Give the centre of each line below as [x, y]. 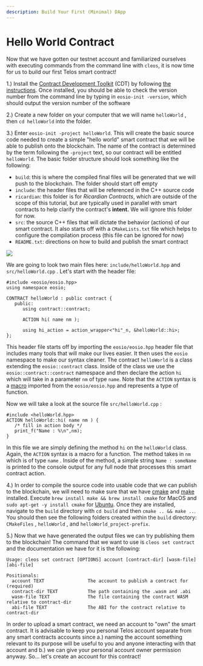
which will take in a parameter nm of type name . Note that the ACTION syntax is [101, 379]
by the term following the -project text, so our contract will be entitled [94, 152]
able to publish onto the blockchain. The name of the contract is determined [101, 146]
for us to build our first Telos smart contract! [62, 72]
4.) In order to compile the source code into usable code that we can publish [101, 485]
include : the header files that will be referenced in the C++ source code [105, 190]
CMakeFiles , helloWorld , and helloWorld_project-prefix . [78, 524]
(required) [20, 586]
